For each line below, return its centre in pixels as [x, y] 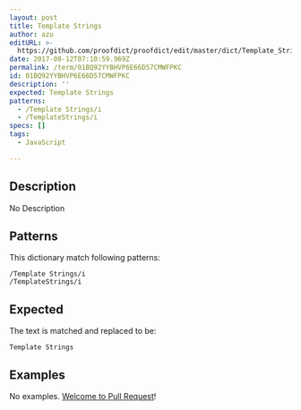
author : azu [31, 34]
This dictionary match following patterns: [85, 258]
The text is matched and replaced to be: [83, 331]
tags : [19, 134]
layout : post [34, 17]
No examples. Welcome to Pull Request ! [83, 396]
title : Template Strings [56, 26]
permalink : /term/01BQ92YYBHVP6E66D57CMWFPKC [95, 68]
